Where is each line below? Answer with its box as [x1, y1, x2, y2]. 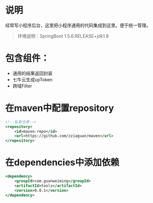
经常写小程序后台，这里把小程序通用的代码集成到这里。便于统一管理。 [5, 22, 151, 28]
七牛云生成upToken [12, 76, 53, 82]
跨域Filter [12, 83, 32, 89]
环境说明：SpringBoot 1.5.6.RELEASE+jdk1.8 [17, 33, 109, 39]
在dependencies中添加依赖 [5, 157, 120, 168]
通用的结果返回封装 [12, 70, 53, 76]
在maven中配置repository [5, 103, 114, 114]
